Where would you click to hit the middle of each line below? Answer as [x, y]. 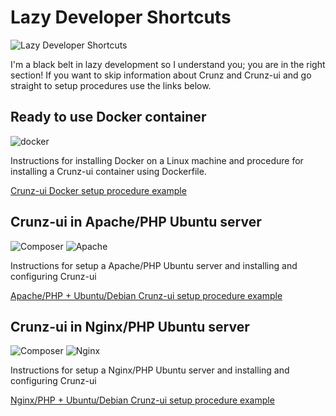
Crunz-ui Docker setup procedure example [98, 190]
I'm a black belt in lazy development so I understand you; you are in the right [168, 64]
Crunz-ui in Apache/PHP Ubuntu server [136, 222]
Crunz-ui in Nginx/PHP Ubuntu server [130, 326]
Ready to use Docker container [108, 117]
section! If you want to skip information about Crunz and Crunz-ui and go [161, 75]
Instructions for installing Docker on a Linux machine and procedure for [157, 160]
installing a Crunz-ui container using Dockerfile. [108, 171]
